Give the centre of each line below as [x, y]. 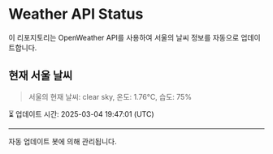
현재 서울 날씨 [41, 76]
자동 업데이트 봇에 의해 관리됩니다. [63, 141]
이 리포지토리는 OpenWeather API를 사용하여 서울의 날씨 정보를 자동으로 [124, 37]
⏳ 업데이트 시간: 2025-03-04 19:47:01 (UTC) [81, 113]
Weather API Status [76, 14]
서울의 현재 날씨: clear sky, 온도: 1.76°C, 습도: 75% [110, 96]
